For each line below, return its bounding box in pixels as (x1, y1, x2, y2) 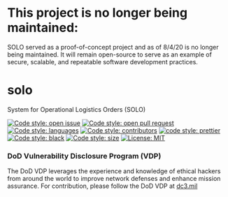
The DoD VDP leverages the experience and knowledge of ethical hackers (7, 167, 221, 175)
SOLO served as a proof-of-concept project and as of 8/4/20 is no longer (7, 43, 219, 51)
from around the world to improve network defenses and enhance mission (7, 175, 221, 183)
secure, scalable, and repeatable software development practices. (7, 57, 198, 66)
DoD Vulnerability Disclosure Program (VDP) (7, 151, 162, 161)
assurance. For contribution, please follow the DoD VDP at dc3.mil (7, 182, 198, 190)
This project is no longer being (7, 5, 187, 21)
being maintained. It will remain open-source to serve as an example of (7, 50, 212, 59)
